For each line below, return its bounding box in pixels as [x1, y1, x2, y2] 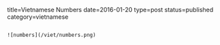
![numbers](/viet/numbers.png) [7, 32, 96, 38]
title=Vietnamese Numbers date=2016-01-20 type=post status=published [7, 6, 214, 13]
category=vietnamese [7, 13, 69, 21]
